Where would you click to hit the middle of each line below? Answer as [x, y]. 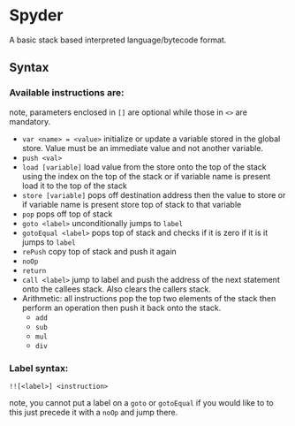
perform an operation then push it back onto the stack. [121, 308]
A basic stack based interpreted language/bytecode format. [118, 40]
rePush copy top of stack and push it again [99, 251]
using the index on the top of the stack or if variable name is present [146, 176]
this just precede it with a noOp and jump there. [94, 412]
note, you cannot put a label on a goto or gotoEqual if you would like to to [141, 402]
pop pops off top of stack [67, 214]
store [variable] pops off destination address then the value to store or [154, 194]
